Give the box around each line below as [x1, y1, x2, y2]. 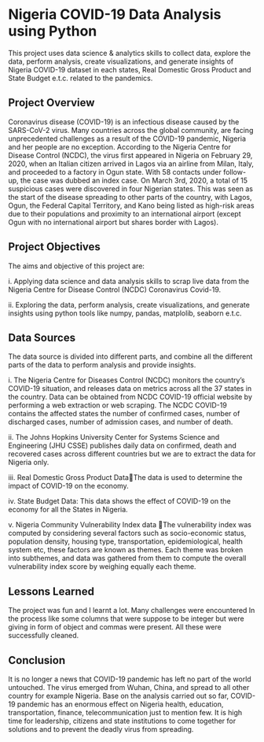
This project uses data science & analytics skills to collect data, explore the [8, 48, 251, 57]
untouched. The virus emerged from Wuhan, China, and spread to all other [8, 683, 250, 692]
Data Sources [8, 330, 76, 344]
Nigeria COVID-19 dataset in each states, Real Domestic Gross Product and [8, 65, 251, 74]
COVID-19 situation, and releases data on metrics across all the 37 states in [8, 384, 252, 393]
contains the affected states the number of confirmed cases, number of [8, 409, 240, 419]
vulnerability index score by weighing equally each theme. [8, 562, 196, 571]
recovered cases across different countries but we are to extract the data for [8, 449, 256, 459]
